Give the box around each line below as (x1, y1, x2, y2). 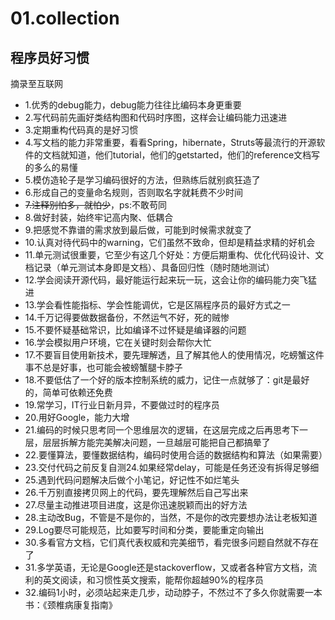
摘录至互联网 (10, 78, 63, 89)
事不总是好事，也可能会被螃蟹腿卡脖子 (24, 362, 183, 373)
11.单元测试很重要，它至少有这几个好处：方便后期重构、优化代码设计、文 (24, 249, 325, 261)
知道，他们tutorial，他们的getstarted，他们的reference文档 (68, 149, 312, 161)
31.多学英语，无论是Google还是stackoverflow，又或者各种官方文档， (24, 562, 309, 573)
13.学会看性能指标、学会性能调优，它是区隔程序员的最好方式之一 (24, 299, 291, 311)
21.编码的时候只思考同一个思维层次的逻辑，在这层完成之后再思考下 (24, 424, 300, 436)
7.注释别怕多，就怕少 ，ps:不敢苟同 (24, 199, 168, 211)
